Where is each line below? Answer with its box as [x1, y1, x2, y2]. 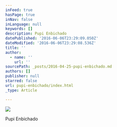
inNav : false [5, 17, 33, 22]
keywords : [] [5, 26, 33, 31]
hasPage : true [5, 12, 35, 17]
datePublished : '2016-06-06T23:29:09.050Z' [5, 36, 99, 41]
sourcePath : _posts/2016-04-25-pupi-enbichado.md [5, 64, 112, 69]
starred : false [5, 78, 37, 83]
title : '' [5, 45, 26, 50]
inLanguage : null [5, 21, 42, 27]
